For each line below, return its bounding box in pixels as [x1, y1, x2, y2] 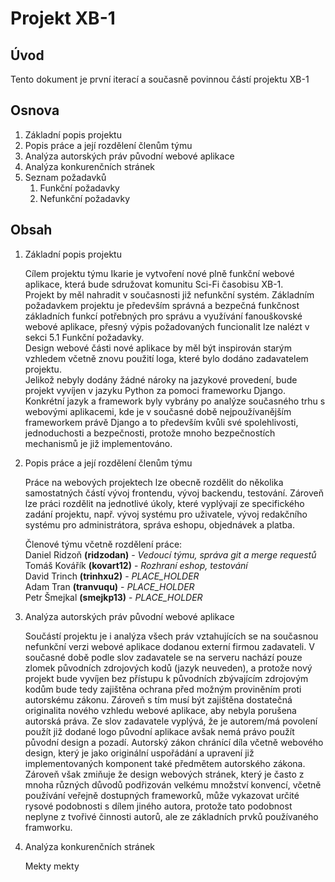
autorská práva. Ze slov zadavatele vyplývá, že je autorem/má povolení [24, 715, 318, 727]
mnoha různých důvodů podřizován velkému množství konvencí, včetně [24, 778, 322, 791]
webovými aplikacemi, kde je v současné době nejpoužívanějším [24, 405, 292, 417]
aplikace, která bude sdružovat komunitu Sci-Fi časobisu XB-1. [24, 278, 284, 290]
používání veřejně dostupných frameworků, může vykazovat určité [24, 789, 300, 801]
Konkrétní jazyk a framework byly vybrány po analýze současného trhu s [24, 395, 326, 407]
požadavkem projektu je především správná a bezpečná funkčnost [24, 299, 300, 311]
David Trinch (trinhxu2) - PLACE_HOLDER [24, 570, 200, 582]
